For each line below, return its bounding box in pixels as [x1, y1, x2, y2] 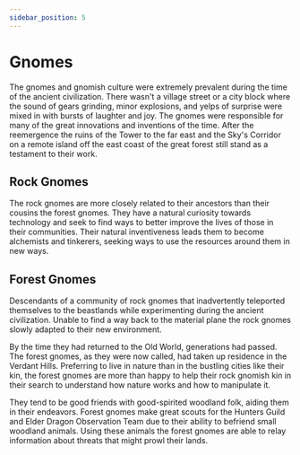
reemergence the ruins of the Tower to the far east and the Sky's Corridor [9, 129, 282, 140]
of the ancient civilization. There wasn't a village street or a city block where [9, 91, 291, 101]
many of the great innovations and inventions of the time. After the [9, 119, 254, 130]
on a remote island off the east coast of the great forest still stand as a [9, 138, 269, 149]
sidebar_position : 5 [9, 13, 87, 22]
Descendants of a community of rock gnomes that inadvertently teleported [9, 295, 286, 306]
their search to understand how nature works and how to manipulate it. [9, 380, 271, 390]
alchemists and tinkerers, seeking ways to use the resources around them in [9, 236, 291, 247]
